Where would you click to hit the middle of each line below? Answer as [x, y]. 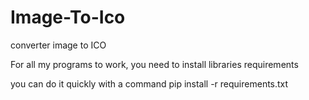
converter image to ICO [58, 45]
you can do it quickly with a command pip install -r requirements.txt [149, 83]
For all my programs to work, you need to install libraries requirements [154, 64]
